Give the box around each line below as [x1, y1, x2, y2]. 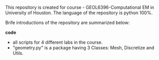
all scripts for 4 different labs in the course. [12, 39, 103, 45]
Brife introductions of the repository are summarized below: [5, 20, 130, 25]
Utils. [12, 50, 24, 56]
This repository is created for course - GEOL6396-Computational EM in [5, 5, 154, 10]
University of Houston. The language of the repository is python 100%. [5, 10, 153, 16]
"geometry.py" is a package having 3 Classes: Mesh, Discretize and [12, 45, 154, 50]
